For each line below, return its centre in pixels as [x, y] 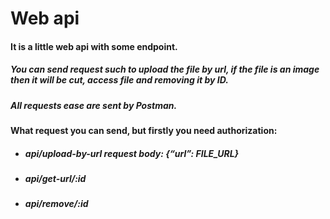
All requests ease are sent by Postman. [94, 105]
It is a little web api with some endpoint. [94, 46]
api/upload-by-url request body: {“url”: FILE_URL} [132, 153]
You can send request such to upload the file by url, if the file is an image [165, 69]
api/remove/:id [56, 204]
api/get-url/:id [55, 179]
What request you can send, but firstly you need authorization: [144, 131]
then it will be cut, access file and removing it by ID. [119, 80]
